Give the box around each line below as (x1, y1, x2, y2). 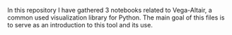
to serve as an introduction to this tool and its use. (7, 21, 153, 29)
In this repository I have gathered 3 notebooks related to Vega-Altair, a (7, 6, 212, 14)
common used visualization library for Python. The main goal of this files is (7, 13, 225, 22)
